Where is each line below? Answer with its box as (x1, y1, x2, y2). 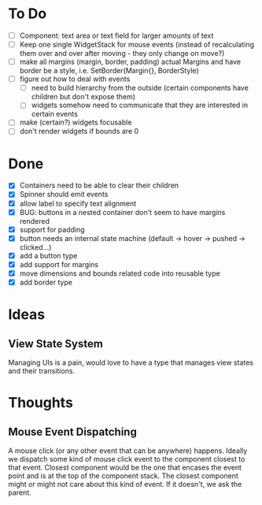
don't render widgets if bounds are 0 (19, 127, 139, 136)
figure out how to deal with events (19, 74, 131, 84)
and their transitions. (8, 366, 76, 375)
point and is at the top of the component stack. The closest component (8, 471, 238, 481)
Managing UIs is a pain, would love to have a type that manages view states (8, 358, 254, 367)
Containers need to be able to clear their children (19, 180, 179, 190)
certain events (31, 110, 79, 119)
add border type (19, 277, 73, 287)
